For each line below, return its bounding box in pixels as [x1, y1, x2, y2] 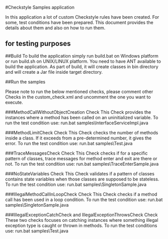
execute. [5, 99, 24, 105]
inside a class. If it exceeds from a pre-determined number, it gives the [5, 135, 152, 141]
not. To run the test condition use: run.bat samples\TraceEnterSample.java [5, 161, 159, 167]
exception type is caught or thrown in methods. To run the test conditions [5, 222, 157, 228]
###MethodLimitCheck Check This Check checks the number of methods [5, 129, 158, 135]
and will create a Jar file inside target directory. [5, 69, 103, 75]
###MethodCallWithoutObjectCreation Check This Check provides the [5, 109, 151, 115]
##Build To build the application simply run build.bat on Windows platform [5, 53, 158, 59]
